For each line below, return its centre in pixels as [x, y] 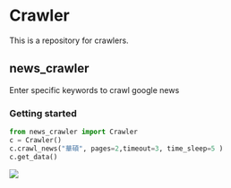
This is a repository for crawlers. [69, 40]
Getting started [43, 113]
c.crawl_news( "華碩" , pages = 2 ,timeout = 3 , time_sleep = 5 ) [116, 149]
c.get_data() [34, 157]
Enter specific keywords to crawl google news [94, 90]
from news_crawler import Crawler [74, 132]
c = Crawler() [36, 140]
